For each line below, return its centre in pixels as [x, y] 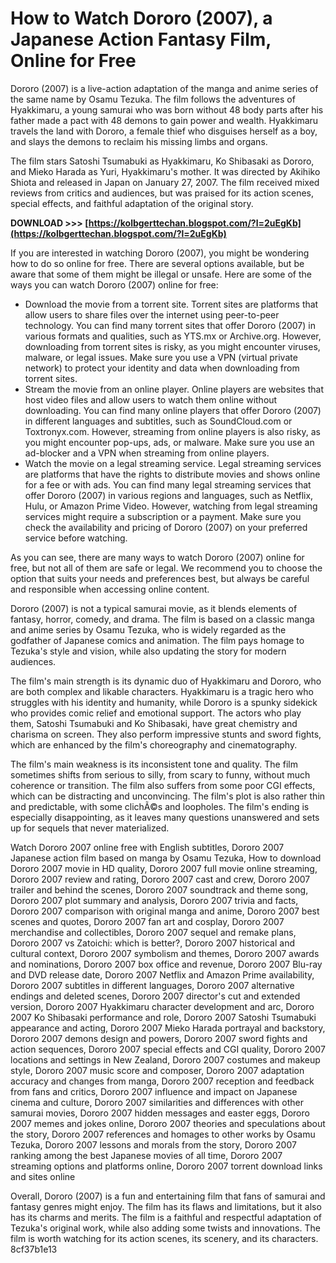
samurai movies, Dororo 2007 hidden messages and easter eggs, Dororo [160, 1113]
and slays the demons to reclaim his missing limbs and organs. [139, 141]
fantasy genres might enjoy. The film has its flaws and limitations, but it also [166, 1206]
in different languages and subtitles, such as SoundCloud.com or [158, 421]
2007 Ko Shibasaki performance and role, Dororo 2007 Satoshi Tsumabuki [163, 1017]
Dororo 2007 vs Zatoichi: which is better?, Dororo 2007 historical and [153, 943]
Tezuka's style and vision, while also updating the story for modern [148, 651]
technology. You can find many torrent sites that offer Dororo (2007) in [170, 325]
